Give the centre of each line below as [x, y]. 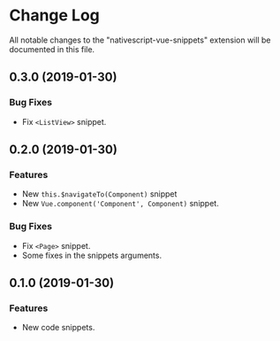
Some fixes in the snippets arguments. [91, 255]
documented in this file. [52, 49]
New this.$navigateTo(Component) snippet [99, 194]
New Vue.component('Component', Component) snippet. [120, 204]
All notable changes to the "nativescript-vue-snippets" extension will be [140, 40]
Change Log [54, 15]
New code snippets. [58, 328]
